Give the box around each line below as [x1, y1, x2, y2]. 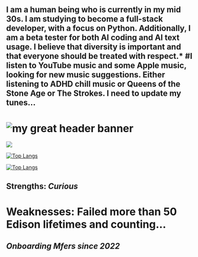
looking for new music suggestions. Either [6, 70, 165, 80]
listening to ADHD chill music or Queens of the [6, 79, 181, 89]
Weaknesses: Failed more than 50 [6, 205, 177, 218]
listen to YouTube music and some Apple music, [6, 61, 187, 71]
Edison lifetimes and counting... [6, 217, 167, 231]
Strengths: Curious [6, 181, 78, 191]
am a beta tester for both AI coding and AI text [6, 33, 180, 43]
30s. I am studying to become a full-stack [6, 14, 163, 24]
